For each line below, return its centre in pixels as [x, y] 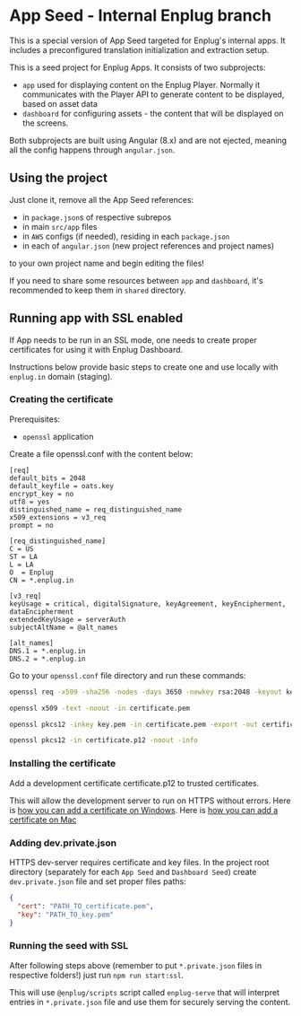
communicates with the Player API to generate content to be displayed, [153, 94]
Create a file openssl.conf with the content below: [101, 453]
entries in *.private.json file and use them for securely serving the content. [150, 1002]
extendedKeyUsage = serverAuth [68, 619]
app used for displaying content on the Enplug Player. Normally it [141, 84]
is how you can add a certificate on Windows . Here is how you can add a [144, 810]
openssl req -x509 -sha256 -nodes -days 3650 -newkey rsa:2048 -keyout [146, 692]
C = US [21, 548]
